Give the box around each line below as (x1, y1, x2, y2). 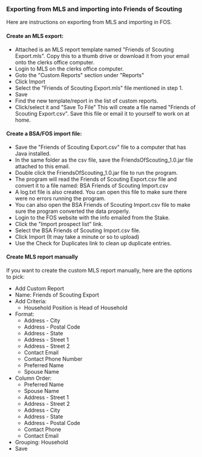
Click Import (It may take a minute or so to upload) (14, 233, 139, 240)
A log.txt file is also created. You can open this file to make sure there (14, 188, 188, 195)
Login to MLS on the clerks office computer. (14, 65, 124, 72)
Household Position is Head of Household (23, 304, 127, 311)
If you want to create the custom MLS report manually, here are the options (6, 266, 192, 274)
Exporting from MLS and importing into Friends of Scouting (6, 5, 182, 13)
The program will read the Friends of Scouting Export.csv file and (14, 175, 177, 183)
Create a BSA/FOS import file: (6, 130, 82, 137)
